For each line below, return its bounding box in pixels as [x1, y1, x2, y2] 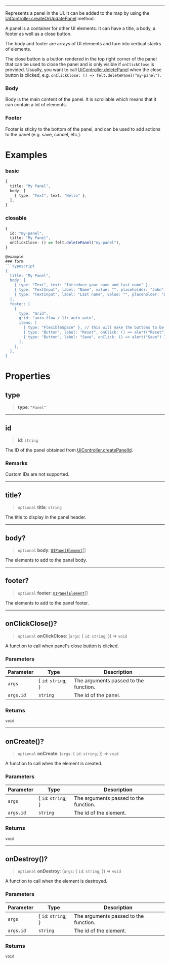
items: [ [18, 320, 37, 325]
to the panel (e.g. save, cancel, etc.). [5, 131, 82, 137]
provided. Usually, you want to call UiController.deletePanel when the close [5, 67, 162, 73]
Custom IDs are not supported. [5, 471, 70, 477]
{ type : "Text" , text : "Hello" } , [14, 193, 87, 198]
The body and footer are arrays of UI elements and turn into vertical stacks [5, 41, 161, 46]
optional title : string [17, 504, 62, 510]
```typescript [5, 263, 35, 268]
